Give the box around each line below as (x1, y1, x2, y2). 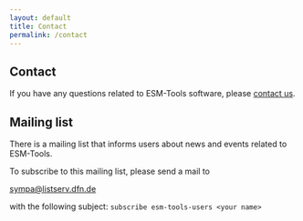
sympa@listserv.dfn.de (9, 184, 97, 194)
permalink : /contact (9, 30, 89, 39)
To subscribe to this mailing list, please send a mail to (9, 166, 210, 176)
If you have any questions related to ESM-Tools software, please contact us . (9, 88, 296, 99)
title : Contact (9, 22, 68, 31)
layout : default (9, 13, 71, 23)
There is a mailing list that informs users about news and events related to (9, 138, 287, 149)
